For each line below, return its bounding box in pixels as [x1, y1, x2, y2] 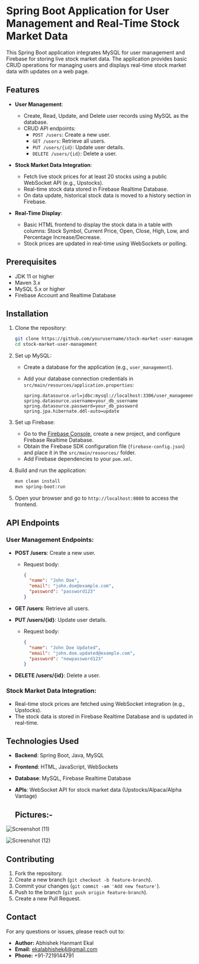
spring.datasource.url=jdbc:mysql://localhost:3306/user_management [23, 393, 197, 399]
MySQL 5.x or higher [14, 285, 66, 293]
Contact [6, 912, 37, 922]
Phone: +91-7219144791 [14, 952, 74, 959]
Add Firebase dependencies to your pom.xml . [23, 455, 133, 462]
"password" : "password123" [28, 589, 96, 595]
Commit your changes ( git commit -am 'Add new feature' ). [14, 882, 161, 889]
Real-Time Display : [14, 209, 62, 217]
